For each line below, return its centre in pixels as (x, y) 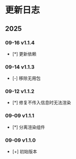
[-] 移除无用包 (26, 78)
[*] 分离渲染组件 (29, 127)
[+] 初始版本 (25, 152)
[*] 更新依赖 (24, 54)
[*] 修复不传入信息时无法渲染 (41, 103)
